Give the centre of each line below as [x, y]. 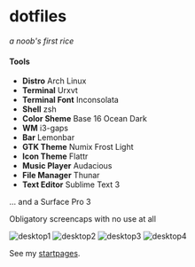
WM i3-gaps [45, 128]
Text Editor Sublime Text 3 [71, 185]
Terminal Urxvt [50, 90]
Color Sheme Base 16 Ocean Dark [85, 119]
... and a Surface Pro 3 [50, 202]
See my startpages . [45, 254]
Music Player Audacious [67, 166]
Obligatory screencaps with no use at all [83, 219]
